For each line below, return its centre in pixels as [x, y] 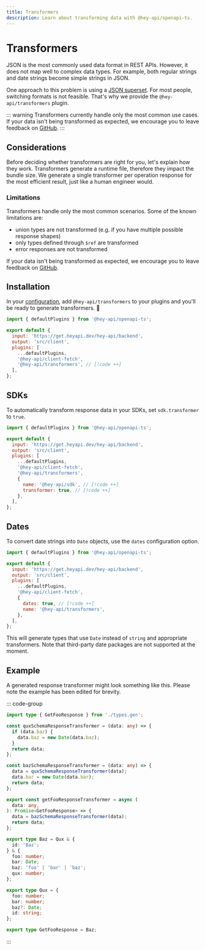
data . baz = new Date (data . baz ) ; [58, 738]
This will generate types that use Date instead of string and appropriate [97, 638]
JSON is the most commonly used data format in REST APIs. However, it [97, 65]
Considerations [36, 147]
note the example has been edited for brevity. [64, 692]
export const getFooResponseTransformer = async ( [72, 800]
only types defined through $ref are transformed [77, 243]
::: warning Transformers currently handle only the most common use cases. [103, 115]
